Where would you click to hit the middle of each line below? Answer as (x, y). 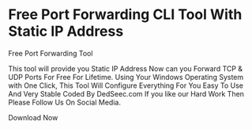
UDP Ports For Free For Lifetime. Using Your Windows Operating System (126, 77)
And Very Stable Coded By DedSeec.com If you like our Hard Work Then (126, 93)
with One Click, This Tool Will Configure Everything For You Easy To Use (126, 85)
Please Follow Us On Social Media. (64, 102)
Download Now (33, 117)
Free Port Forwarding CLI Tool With (125, 15)
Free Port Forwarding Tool (51, 53)
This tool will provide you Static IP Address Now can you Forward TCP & (126, 68)
